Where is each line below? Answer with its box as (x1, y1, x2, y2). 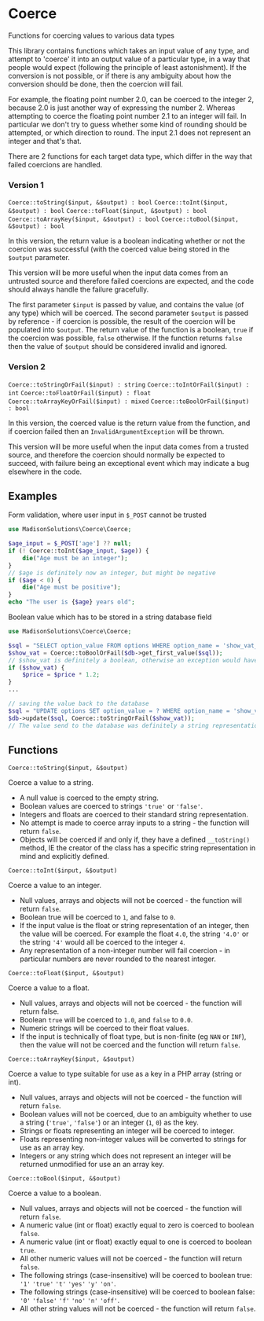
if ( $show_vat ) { (8, 663, 65, 672)
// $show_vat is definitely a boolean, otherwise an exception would (8, 656, 241, 664)
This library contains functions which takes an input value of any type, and (8, 46, 250, 55)
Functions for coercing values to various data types (8, 31, 175, 40)
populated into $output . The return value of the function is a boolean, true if (8, 325, 254, 335)
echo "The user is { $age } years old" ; (8, 598, 135, 606)
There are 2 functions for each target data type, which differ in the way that (8, 151, 253, 161)
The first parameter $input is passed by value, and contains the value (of (8, 300, 245, 310)
